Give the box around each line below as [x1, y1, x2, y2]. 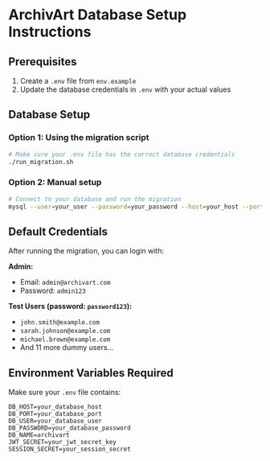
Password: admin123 [19, 286, 86, 295]
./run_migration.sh [8, 158, 74, 166]
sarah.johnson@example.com [19, 327, 111, 335]
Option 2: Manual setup [8, 177, 102, 188]
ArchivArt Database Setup [8, 6, 187, 24]
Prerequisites [8, 55, 77, 68]
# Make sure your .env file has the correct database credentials [8, 150, 235, 158]
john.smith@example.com [19, 319, 100, 327]
